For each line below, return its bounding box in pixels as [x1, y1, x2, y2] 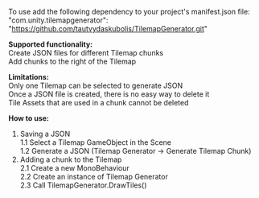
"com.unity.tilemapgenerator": [8, 15, 109, 25]
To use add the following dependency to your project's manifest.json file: [8, 7, 251, 16]
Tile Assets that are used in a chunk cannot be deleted [8, 98, 189, 107]
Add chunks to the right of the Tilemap [8, 56, 137, 66]
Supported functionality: [8, 39, 93, 49]
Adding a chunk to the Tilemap [19, 155, 122, 164]
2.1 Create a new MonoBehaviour [19, 163, 130, 172]
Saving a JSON [19, 129, 71, 138]
